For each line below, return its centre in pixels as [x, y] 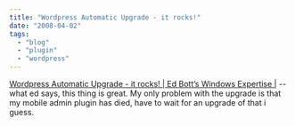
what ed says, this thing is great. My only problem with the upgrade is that [145, 93]
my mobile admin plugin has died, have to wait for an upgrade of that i [138, 102]
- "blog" [33, 42]
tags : [19, 34]
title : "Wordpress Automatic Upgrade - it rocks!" [105, 17]
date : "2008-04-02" [45, 26]
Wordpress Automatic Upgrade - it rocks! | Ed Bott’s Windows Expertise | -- [148, 84]
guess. [21, 112]
